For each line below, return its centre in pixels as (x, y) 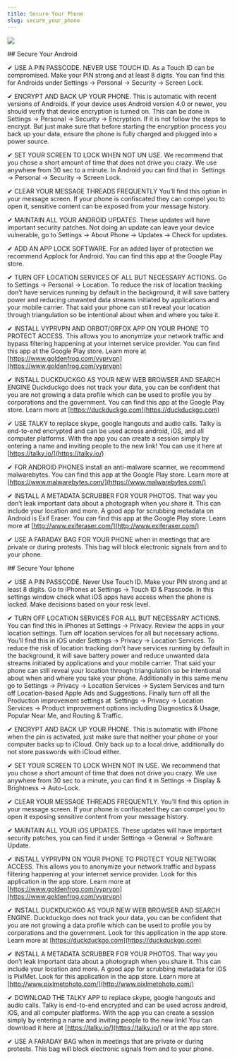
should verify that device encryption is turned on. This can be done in (109, 111)
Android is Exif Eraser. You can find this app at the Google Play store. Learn (117, 518)
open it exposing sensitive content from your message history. (98, 816)
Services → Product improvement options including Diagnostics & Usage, (114, 708)
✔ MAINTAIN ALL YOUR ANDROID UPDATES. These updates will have (109, 220)
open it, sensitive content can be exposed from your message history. (109, 206)
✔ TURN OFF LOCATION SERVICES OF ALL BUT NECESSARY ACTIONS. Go (117, 277)
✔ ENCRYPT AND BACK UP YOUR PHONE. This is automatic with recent (112, 96)
